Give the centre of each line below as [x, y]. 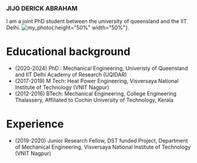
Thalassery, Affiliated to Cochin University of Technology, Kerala [94, 100]
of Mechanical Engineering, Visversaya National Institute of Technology [103, 147]
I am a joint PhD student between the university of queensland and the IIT [96, 21]
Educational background [68, 52]
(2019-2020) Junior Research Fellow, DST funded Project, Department [101, 141]
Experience [35, 124]
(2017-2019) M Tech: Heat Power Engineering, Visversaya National [97, 81]
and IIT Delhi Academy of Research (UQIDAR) [71, 75]
